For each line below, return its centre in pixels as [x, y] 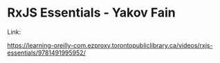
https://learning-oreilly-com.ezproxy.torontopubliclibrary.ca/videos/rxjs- [110, 45]
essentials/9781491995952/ [47, 53]
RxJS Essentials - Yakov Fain [91, 13]
